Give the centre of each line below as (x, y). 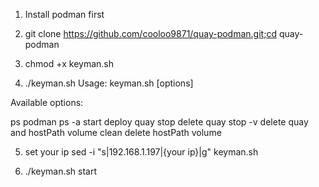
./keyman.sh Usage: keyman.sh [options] (109, 83)
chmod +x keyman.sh (69, 63)
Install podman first (64, 14)
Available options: (47, 102)
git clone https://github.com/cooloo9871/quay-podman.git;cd (150, 33)
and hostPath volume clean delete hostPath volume (116, 132)
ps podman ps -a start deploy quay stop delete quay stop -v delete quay (159, 122)
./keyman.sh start (61, 171)
